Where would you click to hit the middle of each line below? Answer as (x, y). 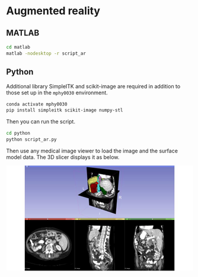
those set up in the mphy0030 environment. (57, 93)
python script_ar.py (32, 140)
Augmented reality (53, 11)
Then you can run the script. (41, 122)
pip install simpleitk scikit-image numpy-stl (65, 110)
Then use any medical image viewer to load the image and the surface (92, 151)
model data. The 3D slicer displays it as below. (63, 157)
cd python (18, 133)
